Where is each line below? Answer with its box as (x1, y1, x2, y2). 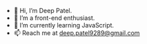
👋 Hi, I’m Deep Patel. (13, 7, 72, 14)
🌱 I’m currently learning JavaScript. (13, 21, 115, 29)
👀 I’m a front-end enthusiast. (13, 14, 95, 22)
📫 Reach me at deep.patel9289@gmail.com (13, 29, 140, 37)
